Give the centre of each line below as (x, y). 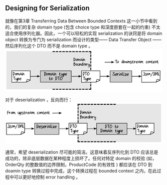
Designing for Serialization (47, 8)
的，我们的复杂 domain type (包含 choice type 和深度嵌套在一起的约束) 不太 (83, 27)
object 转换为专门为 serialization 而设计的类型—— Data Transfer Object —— (83, 39)
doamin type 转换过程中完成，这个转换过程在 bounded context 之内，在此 (81, 171)
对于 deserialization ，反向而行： (39, 100)
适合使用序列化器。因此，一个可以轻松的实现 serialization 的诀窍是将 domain (84, 33)
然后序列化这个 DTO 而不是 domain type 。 (49, 46)
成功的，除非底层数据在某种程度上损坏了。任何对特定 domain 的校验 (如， (81, 158)
